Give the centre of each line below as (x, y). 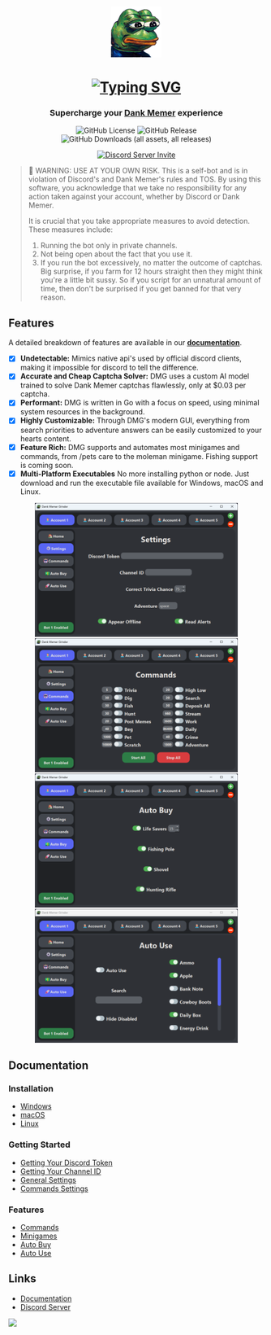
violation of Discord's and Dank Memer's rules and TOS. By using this (144, 179)
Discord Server (45, 1307)
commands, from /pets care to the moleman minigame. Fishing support (139, 456)
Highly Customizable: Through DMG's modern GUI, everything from (135, 421)
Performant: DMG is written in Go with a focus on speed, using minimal (140, 403)
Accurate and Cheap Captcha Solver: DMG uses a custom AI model (135, 376)
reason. (53, 297)
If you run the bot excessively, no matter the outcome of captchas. (151, 263)
